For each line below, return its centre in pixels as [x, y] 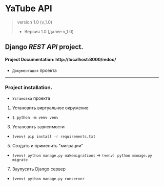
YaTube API [29, 9]
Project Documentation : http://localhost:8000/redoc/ [61, 59]
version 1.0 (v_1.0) [35, 22]
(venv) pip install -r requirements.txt [54, 137]
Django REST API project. [44, 47]
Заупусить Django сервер [39, 169]
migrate [20, 160]
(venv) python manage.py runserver [48, 179]
